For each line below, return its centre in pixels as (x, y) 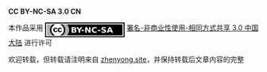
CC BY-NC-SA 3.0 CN (45, 11)
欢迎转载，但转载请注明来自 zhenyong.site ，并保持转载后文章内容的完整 (126, 59)
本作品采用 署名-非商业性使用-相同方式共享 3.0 (126, 28)
